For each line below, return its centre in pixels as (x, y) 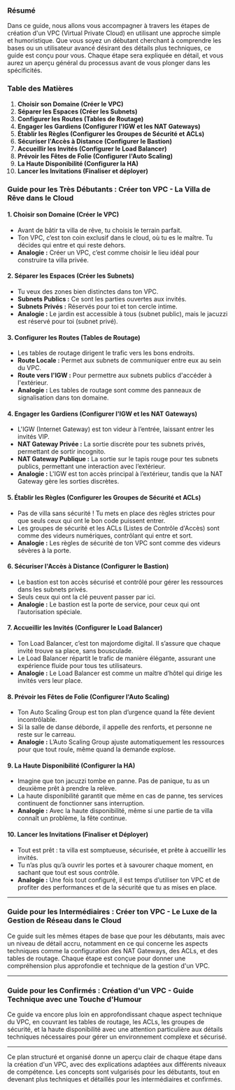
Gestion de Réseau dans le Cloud (64, 920)
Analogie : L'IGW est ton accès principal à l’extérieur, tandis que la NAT (120, 474)
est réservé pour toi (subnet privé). (67, 321)
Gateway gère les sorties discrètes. (68, 482)
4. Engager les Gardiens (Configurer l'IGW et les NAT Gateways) (102, 414)
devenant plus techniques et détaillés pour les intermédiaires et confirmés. (115, 1079)
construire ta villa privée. (53, 260)
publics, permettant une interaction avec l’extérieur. (92, 466)
